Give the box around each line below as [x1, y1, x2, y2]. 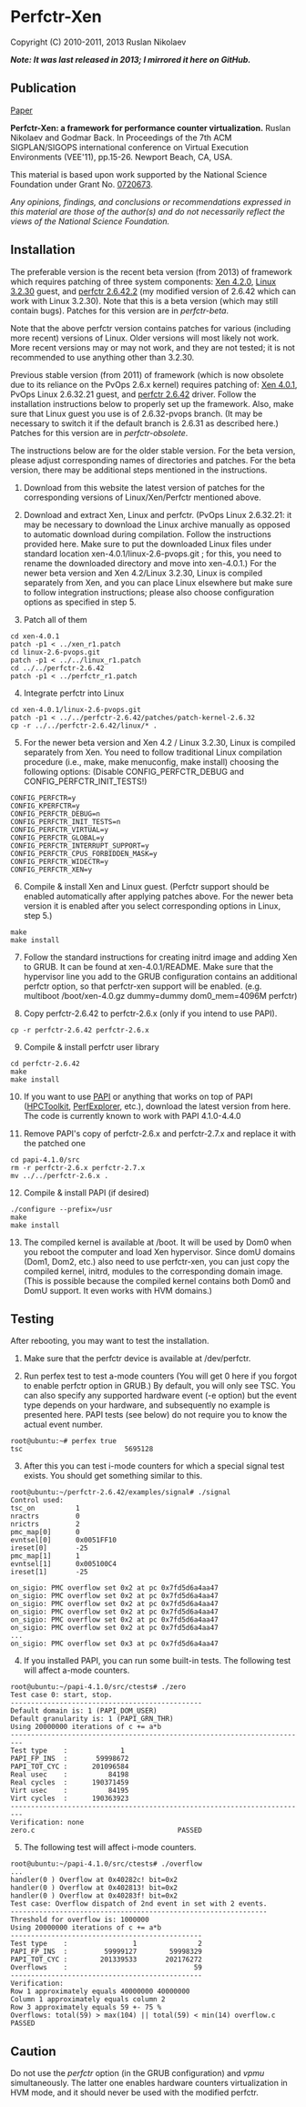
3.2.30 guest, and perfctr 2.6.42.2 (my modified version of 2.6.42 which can [10, 285, 297, 297]
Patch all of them [23, 614, 87, 625]
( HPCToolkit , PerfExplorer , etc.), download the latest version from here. [23, 1100, 291, 1112]
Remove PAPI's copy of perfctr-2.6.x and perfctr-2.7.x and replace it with [23, 1127, 297, 1139]
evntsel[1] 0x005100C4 [10, 1560, 117, 1569]
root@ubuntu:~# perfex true [10, 1437, 117, 1446]
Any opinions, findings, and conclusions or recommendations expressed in [10, 196, 291, 207]
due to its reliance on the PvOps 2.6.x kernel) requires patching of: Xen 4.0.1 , [10, 379, 298, 390]
